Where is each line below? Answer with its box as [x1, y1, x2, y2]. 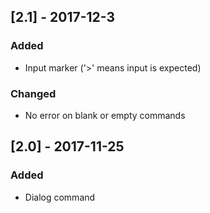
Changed [10, 86, 57, 100]
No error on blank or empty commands [24, 109, 186, 121]
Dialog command [24, 191, 96, 203]
